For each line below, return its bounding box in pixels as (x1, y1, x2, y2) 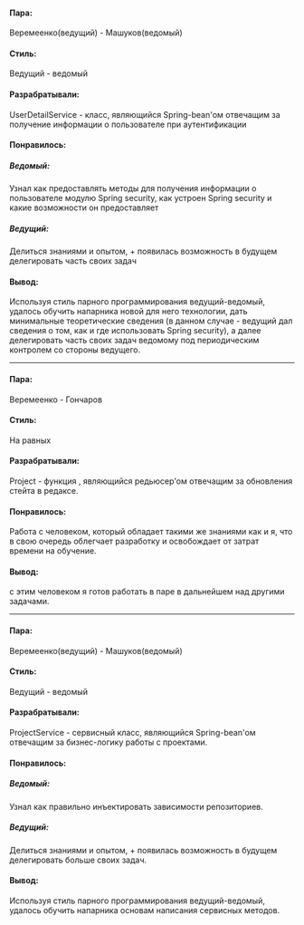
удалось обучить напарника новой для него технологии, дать (9, 306, 248, 317)
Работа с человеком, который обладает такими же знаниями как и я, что (9, 526, 293, 537)
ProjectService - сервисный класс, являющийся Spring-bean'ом (9, 727, 256, 737)
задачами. (9, 596, 50, 607)
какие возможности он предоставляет (9, 202, 159, 213)
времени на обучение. (9, 545, 97, 556)
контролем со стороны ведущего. (9, 344, 141, 355)
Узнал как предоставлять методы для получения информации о (9, 183, 257, 194)
